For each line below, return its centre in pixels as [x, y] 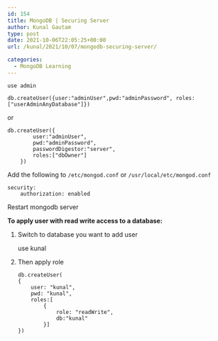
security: [22, 188]
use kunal [32, 248]
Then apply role [40, 262]
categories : [25, 60]
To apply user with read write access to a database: [85, 220]
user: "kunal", [53, 287]
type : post [23, 34]
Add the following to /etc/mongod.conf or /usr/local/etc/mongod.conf [109, 174]
